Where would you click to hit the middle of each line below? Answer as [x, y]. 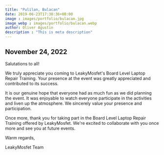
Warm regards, [20, 137]
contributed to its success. [32, 83]
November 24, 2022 [36, 52]
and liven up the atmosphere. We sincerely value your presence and [73, 103]
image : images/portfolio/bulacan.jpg [44, 19]
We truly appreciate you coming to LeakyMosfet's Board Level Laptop [75, 73]
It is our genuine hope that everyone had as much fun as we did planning [79, 93]
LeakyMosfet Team [24, 147]
